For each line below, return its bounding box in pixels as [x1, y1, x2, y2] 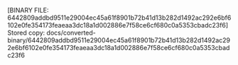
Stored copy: [7, 28, 45, 37]
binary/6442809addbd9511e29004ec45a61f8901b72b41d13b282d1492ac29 [7, 36, 231, 45]
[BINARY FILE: [7, 6, 49, 14]
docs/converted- [46, 28, 96, 37]
